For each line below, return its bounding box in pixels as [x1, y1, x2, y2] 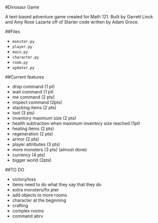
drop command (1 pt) [12, 84, 55, 89]
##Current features [5, 74, 44, 80]
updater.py [12, 65, 35, 70]
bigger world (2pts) [12, 157, 52, 163]
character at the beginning [12, 197, 66, 203]
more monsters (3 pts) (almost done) [12, 147, 87, 152]
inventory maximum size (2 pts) [12, 115, 76, 121]
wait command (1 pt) [12, 89, 54, 94]
